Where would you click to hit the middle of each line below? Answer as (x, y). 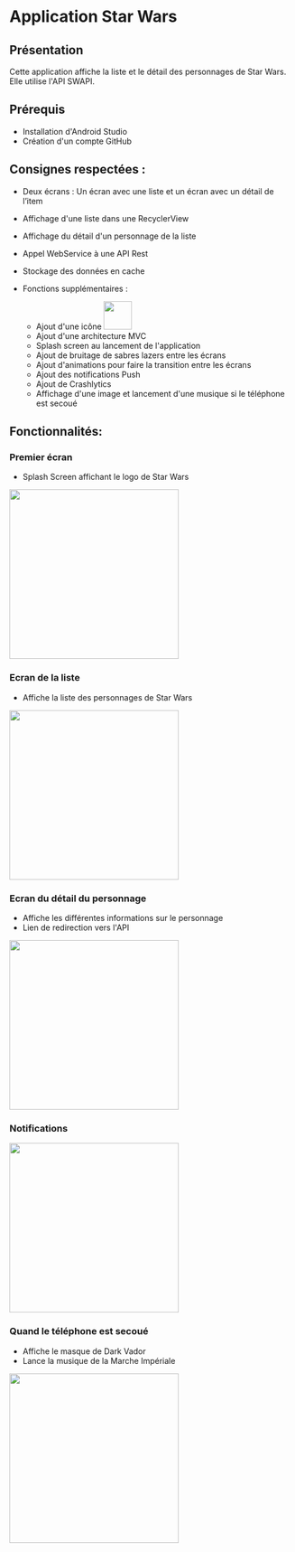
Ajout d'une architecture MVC (91, 335)
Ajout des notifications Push (88, 374)
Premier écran (41, 456)
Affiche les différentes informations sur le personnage (123, 917)
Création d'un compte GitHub (77, 141)
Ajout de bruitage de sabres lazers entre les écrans (131, 355)
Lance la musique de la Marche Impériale (99, 1360)
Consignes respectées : (78, 169)
